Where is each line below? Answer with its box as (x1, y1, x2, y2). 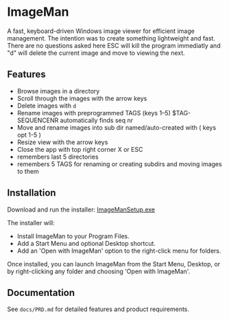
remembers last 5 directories (16, 152, 99, 161)
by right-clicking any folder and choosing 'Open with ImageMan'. (7, 267, 191, 275)
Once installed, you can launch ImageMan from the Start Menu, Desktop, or (7, 260, 221, 268)
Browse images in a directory (16, 87, 100, 95)
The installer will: (7, 218, 55, 227)
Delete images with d (16, 101, 77, 110)
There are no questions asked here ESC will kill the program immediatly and (7, 41, 221, 49)
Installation (7, 187, 56, 199)
